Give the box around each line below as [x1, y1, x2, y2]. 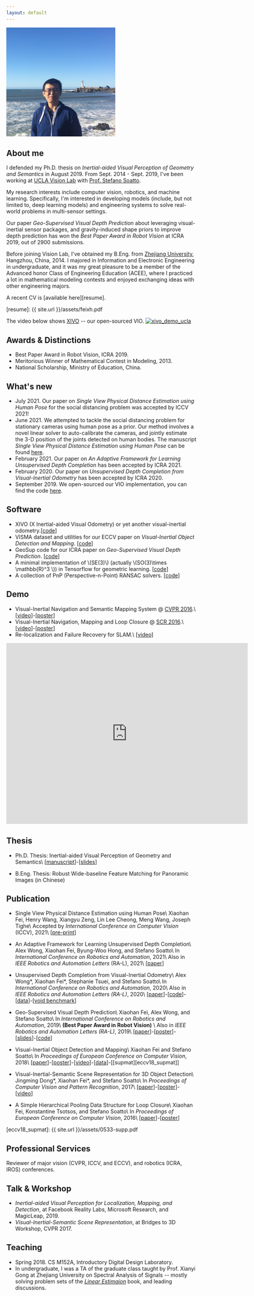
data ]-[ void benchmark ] [17, 997, 77, 1004]
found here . [14, 449, 44, 456]
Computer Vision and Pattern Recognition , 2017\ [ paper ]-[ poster [14, 1083, 176, 1091]
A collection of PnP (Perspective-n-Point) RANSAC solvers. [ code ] [14, 572, 180, 579]
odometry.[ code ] [14, 526, 57, 534]
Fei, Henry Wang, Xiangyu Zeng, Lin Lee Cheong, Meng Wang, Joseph [14, 916, 191, 923]
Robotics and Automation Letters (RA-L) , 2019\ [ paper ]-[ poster [14, 1028, 172, 1035]
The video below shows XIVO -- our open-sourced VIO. [6, 317, 144, 325]
